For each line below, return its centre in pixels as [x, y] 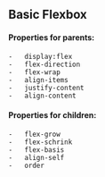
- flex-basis [36, 150]
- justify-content [47, 88]
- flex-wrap [35, 72]
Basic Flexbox [48, 15]
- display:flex [40, 56]
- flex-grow [35, 134]
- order [27, 165]
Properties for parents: [52, 37]
